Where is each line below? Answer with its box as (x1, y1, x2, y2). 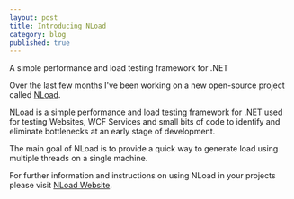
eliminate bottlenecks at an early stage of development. (9, 126, 216, 137)
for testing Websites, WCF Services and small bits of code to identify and (9, 117, 281, 127)
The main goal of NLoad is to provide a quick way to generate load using (9, 143, 279, 154)
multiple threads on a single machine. (9, 153, 148, 164)
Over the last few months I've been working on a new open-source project (9, 80, 285, 91)
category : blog (9, 30, 67, 39)
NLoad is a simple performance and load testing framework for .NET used (9, 107, 283, 117)
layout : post (9, 13, 58, 22)
